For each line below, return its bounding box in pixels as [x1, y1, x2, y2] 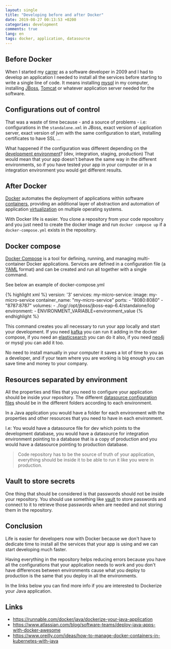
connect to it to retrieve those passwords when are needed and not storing [5, 501, 163, 508]
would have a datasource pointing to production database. [5, 441, 129, 447]
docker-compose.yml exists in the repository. [5, 227, 97, 233]
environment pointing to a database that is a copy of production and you [5, 436, 157, 442]
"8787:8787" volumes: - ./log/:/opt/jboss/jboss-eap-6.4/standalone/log [5, 303, 155, 309]
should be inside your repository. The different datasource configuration [5, 394, 157, 400]
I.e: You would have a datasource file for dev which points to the [5, 425, 140, 431]
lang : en [5, 31, 24, 36]
